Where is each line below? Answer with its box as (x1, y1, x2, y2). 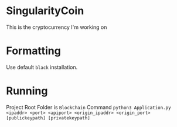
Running (6, 84, 48, 98)
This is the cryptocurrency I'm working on (6, 24, 107, 31)
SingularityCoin (6, 4, 84, 18)
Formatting (6, 44, 62, 58)
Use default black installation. (6, 63, 78, 71)
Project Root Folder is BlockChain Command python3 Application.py (6, 103, 171, 111)
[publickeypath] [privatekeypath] (6, 115, 91, 121)
